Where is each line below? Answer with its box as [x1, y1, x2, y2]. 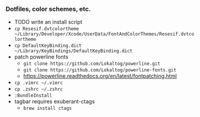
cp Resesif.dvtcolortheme [14, 26, 79, 32]
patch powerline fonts [14, 53, 69, 61]
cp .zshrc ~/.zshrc [14, 86, 63, 92]
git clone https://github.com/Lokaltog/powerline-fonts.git [23, 67, 177, 73]
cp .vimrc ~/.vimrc [14, 80, 63, 86]
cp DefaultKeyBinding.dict [14, 43, 82, 49]
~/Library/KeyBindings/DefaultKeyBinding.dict [14, 48, 133, 54]
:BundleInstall [14, 92, 53, 99]
